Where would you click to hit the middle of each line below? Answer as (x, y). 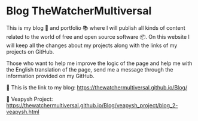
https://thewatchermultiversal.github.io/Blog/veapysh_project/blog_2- (92, 105)
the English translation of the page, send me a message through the (90, 69)
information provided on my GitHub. (50, 76)
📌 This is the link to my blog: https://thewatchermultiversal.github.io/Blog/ (97, 87)
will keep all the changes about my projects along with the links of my (92, 45)
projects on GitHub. (30, 51)
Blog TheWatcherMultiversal (79, 11)
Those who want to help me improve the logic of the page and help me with (99, 63)
